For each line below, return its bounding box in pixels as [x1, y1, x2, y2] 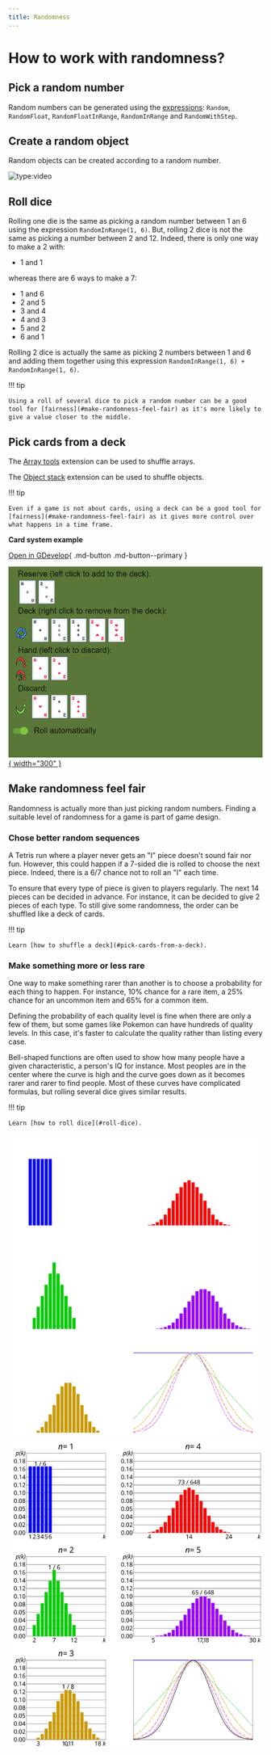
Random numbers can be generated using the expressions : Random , [8, 102, 231, 112]
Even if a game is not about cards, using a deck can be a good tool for [8, 505, 262, 513]
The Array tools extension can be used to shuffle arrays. [8, 457, 196, 466]
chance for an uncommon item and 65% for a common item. [8, 995, 209, 1005]
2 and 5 [19, 297, 46, 307]
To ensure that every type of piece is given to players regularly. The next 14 [8, 883, 260, 893]
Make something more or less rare [8, 960, 145, 971]
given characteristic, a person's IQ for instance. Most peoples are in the [8, 1061, 247, 1071]
